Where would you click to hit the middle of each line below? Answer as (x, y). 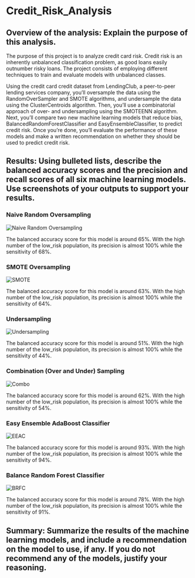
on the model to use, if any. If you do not (81, 549)
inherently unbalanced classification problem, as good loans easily (87, 62)
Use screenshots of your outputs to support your (97, 189)
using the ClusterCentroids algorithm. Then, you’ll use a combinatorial (90, 105)
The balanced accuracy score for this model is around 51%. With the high (95, 343)
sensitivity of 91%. (28, 512)
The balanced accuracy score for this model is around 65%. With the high (95, 239)
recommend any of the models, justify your (87, 558)
